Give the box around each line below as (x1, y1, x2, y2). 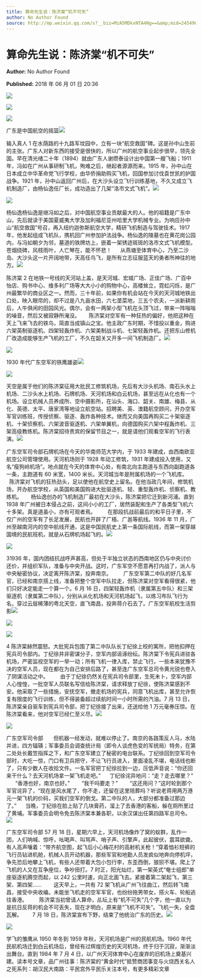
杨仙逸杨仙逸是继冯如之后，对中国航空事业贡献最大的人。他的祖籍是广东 (6, 209, 185, 217)
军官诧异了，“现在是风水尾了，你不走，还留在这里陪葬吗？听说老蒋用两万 (6, 787, 188, 795)
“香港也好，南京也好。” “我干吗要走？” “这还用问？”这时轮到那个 (14, 780, 192, 787)
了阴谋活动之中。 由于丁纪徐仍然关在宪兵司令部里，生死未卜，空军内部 (6, 673, 192, 680)
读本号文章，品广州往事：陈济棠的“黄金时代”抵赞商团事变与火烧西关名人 (16, 958, 195, 965)
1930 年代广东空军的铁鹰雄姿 (6, 358, 78, 366)
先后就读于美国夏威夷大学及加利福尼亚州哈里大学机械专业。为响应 (16, 217, 180, 224)
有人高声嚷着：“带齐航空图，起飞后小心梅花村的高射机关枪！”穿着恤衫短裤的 (6, 843, 195, 851)
